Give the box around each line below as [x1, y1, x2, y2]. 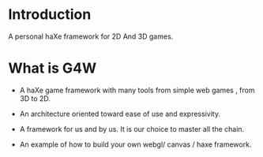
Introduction [8, 6, 92, 24]
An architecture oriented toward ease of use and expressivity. [19, 109, 221, 118]
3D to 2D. [19, 93, 51, 103]
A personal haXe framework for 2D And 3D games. [8, 32, 174, 41]
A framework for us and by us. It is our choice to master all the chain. [19, 124, 245, 133]
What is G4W [8, 59, 97, 77]
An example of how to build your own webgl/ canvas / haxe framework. [19, 140, 252, 149]
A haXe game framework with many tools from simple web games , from [19, 85, 255, 95]
